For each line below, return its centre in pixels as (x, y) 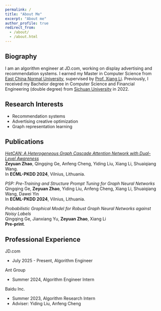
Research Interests (34, 105)
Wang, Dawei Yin (22, 194)
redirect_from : (20, 28)
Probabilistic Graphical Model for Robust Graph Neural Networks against (78, 209)
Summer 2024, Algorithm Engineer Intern (53, 280)
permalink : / (18, 10)
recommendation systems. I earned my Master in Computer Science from (78, 73)
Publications (24, 142)
